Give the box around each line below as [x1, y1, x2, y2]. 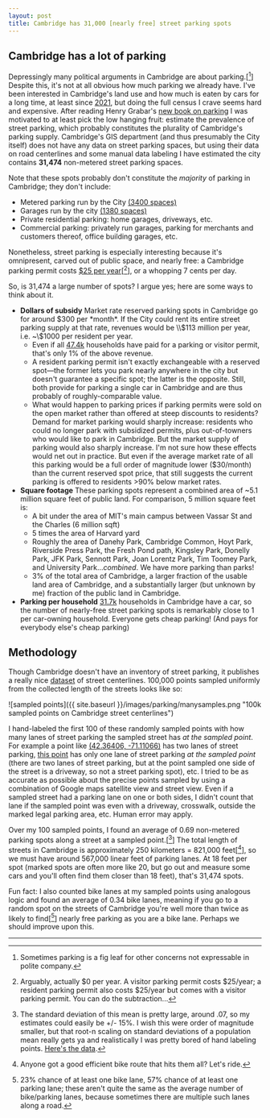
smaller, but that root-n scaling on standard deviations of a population [19, 1027, 252, 1037]
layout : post [8, 11, 52, 20]
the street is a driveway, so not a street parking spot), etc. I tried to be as [8, 767, 249, 776]
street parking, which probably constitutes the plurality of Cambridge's [8, 123, 243, 133]
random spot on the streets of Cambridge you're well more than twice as [8, 904, 249, 913]
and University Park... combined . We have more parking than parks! [31, 562, 255, 572]
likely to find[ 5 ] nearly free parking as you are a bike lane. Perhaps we [8, 912, 239, 923]
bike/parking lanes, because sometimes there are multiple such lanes [19, 1092, 251, 1102]
